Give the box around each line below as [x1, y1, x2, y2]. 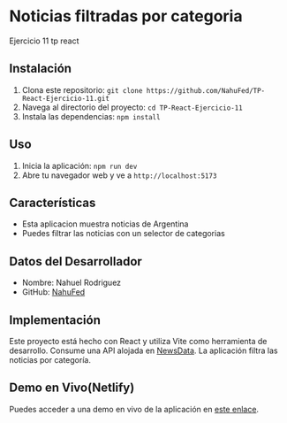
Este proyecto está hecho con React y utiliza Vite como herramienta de [9, 336, 268, 346]
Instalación [9, 61, 72, 76]
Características [9, 195, 96, 210]
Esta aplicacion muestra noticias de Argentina [21, 219, 189, 229]
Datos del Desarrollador [9, 254, 143, 269]
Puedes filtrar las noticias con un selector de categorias [21, 228, 225, 239]
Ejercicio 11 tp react [9, 35, 79, 46]
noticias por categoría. [9, 355, 91, 365]
